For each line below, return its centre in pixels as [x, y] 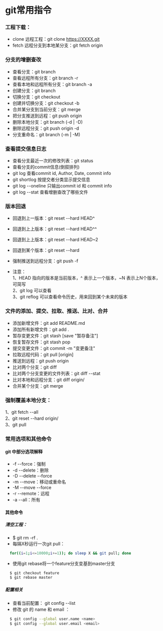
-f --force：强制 [29, 464]
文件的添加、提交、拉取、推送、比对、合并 [57, 311]
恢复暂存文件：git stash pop [41, 342]
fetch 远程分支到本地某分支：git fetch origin [57, 45]
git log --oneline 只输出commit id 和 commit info [62, 186]
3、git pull [16, 424]
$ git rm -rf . [25, 537]
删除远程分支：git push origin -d [46, 128]
